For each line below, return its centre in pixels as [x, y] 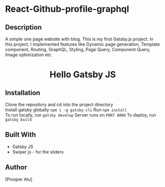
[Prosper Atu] [19, 179]
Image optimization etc [28, 55]
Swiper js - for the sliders [38, 152]
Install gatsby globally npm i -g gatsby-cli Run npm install [66, 110]
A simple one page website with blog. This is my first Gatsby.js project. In [79, 39]
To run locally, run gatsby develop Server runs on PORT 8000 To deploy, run [81, 115]
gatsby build [18, 120]
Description [23, 27]
